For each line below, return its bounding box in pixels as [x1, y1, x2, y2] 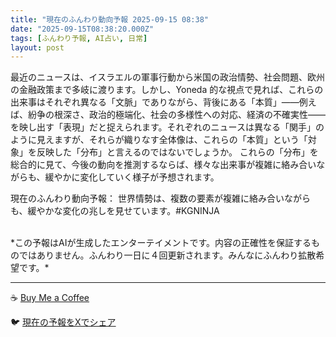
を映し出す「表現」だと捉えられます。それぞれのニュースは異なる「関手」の [10, 121, 325, 133]
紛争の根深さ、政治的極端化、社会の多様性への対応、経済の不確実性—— [27, 109, 326, 121]
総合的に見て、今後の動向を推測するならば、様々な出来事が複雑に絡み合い [10, 159, 317, 171]
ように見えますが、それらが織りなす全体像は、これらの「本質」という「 [10, 134, 308, 146]
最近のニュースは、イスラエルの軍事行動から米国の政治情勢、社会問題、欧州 [10, 71, 325, 83]
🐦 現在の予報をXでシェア [10, 316, 117, 328]
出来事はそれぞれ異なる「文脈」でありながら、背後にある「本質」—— [10, 96, 300, 108]
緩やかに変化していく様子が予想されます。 [44, 171, 220, 183]
